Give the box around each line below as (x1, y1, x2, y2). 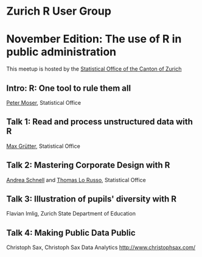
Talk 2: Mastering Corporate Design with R (6, 160, 170, 171)
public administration (6, 45, 117, 59)
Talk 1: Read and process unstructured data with (6, 117, 193, 127)
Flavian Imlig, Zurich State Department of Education (6, 210, 136, 217)
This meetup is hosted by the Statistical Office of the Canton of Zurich (6, 65, 182, 72)
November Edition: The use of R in (6, 32, 182, 46)
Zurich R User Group (6, 4, 111, 18)
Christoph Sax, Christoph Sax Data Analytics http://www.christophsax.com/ (6, 244, 196, 251)
